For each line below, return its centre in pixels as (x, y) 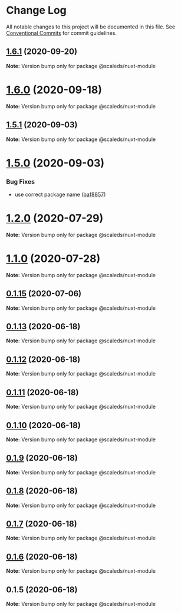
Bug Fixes (21, 181)
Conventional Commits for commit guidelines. (61, 33)
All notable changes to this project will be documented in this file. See (91, 27)
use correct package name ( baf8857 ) (60, 194)
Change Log (36, 10)
